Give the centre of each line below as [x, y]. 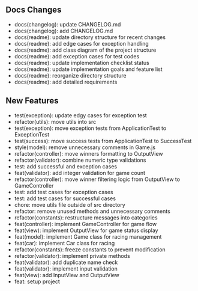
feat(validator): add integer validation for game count [79, 173]
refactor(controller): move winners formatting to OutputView [88, 153]
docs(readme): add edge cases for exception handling [82, 43]
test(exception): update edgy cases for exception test [81, 115]
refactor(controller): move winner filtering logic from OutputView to [97, 179]
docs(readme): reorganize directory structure [70, 75]
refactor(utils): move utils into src [55, 121]
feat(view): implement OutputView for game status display [86, 230]
